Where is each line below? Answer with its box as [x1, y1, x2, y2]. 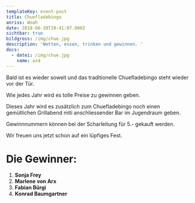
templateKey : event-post [6, 8, 67, 15]
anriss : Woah [6, 19, 38, 25]
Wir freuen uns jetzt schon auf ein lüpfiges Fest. [6, 131, 122, 138]
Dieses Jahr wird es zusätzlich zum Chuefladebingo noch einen [6, 103, 160, 110]
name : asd [16, 57, 41, 63]
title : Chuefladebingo [6, 14, 62, 20]
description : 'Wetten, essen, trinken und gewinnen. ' [6, 42, 143, 48]
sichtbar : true [6, 31, 43, 36]
